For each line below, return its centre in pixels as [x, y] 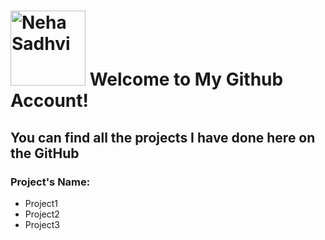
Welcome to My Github [186, 79]
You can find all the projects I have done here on [163, 137]
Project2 [42, 214]
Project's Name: [50, 182]
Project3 [42, 224]
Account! [49, 101]
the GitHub [45, 153]
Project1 [41, 203]
